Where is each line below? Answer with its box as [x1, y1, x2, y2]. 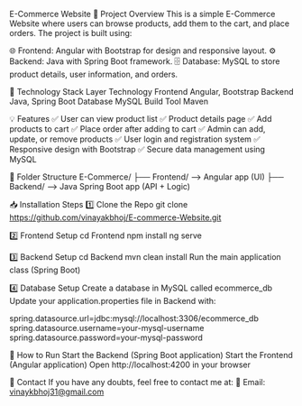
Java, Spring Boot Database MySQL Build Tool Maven [9, 96, 209, 106]
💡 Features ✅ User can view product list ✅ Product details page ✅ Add [9, 114, 272, 124]
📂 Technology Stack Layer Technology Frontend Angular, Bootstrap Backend [9, 87, 294, 97]
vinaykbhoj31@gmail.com [9, 386, 105, 397]
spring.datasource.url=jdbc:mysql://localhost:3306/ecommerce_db [9, 313, 259, 324]
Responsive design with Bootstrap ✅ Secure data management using [9, 144, 266, 154]
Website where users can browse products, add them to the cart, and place [9, 18, 290, 29]
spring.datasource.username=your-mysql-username [9, 323, 205, 333]
